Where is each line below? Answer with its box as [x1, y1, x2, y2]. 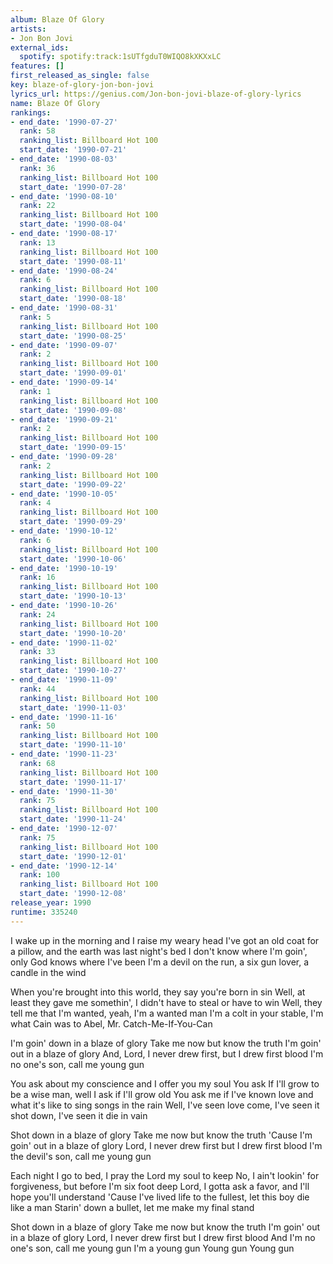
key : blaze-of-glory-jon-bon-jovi [10, 80, 155, 90]
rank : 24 [19, 609, 56, 620]
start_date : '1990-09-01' [19, 368, 128, 378]
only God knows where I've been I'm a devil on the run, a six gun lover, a [10, 956, 310, 968]
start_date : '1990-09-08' [19, 405, 128, 415]
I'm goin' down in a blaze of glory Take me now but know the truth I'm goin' [10, 1037, 322, 1049]
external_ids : [10, 42, 70, 53]
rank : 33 [19, 647, 56, 657]
